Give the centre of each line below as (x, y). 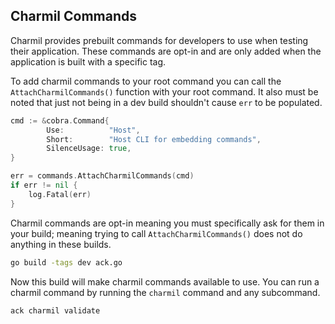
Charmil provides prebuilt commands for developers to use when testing (159, 40)
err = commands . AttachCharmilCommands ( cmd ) (102, 176)
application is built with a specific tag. (88, 61)
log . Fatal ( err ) (60, 194)
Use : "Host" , (93, 130)
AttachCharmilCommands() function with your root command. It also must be (164, 91)
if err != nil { (44, 185)
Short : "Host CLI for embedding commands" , (154, 139)
